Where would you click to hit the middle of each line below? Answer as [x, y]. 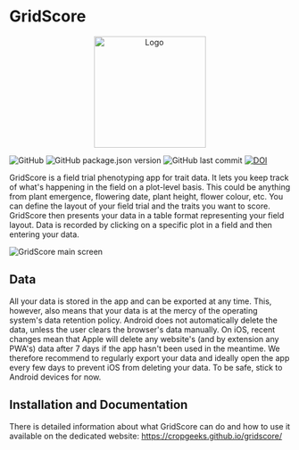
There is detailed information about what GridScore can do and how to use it [150, 426]
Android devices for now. [55, 377]
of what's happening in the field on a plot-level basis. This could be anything [150, 187]
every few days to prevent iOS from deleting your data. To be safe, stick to [146, 367]
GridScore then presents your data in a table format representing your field [147, 215]
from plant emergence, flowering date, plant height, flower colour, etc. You [146, 196]
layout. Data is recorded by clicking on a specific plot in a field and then [141, 225]
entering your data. [45, 234]
